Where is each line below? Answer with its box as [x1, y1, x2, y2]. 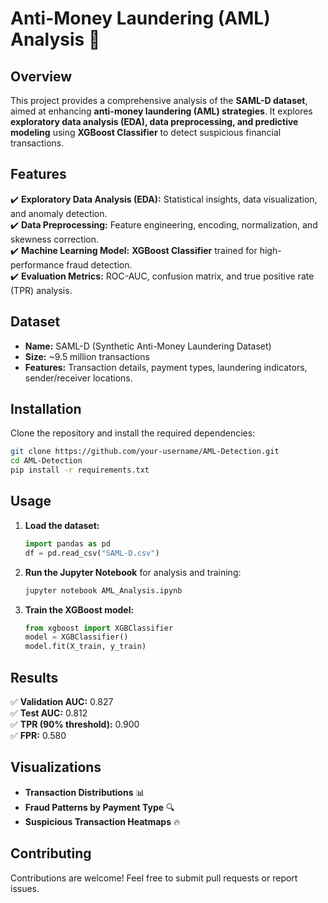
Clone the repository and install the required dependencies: [10, 427, 256, 439]
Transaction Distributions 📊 [24, 786, 145, 798]
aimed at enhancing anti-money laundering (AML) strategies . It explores [10, 105, 313, 117]
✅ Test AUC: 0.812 [10, 707, 88, 719]
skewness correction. [10, 233, 100, 245]
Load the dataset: [24, 519, 100, 531]
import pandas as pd [24, 538, 111, 549]
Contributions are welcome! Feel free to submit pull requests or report [10, 872, 298, 884]
